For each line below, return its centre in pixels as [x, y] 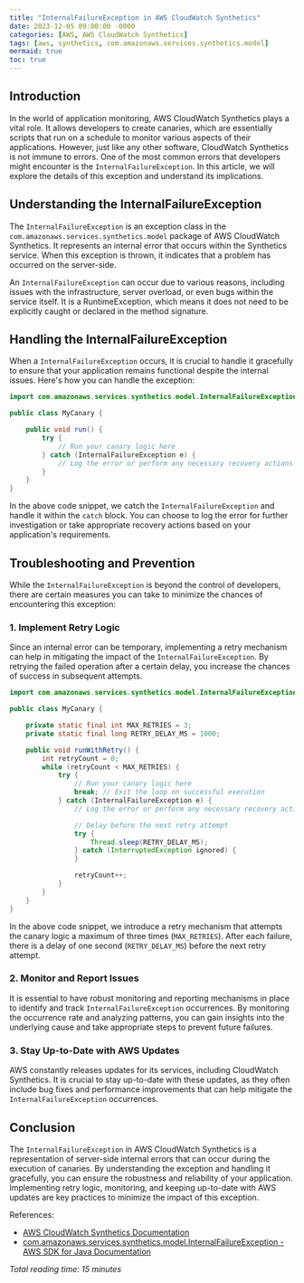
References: [32, 1214]
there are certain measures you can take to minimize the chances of [136, 594]
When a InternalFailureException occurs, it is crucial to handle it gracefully [152, 361]
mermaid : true [36, 52]
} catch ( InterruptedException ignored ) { [155, 851]
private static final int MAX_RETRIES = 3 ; [109, 726]
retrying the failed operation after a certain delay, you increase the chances [150, 667]
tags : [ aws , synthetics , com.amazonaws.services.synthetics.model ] [139, 43]
